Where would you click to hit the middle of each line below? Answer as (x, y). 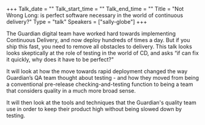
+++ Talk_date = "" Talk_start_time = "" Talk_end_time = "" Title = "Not (95, 9)
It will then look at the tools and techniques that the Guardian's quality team (102, 102)
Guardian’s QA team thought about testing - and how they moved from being (103, 78)
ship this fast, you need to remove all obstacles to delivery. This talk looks (99, 46)
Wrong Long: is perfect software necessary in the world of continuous (95, 15)
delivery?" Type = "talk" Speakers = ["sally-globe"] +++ (77, 22)
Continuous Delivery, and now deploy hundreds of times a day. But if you (98, 40)
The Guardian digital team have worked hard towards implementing (91, 34)
